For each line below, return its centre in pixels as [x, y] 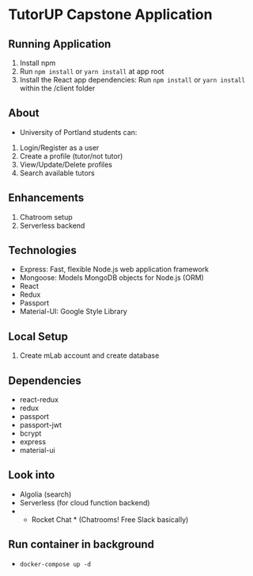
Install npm [38, 63]
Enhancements [46, 198]
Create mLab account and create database [89, 355]
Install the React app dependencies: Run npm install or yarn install [132, 80]
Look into [32, 475]
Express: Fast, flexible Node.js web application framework [114, 269]
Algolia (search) [45, 494]
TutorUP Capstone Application [110, 15]
